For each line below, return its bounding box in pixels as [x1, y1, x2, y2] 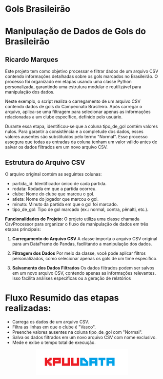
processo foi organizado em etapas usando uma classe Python [5, 79, 132, 85]
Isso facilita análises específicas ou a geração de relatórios [12, 275, 131, 281]
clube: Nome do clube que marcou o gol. [12, 191, 95, 197]
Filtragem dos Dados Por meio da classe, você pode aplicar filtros [12, 250, 146, 256]
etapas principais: [5, 227, 41, 232]
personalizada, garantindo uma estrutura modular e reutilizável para [5, 84, 142, 90]
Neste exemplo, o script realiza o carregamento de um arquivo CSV [5, 98, 141, 104]
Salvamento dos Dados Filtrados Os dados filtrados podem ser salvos [12, 265, 155, 271]
